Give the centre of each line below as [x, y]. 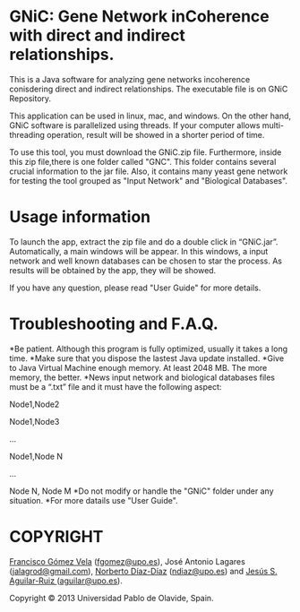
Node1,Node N [36, 456]
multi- [273, 125]
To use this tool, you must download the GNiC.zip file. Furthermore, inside [146, 152]
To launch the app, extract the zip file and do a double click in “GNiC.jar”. [144, 241]
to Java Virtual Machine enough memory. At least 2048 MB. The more [138, 367]
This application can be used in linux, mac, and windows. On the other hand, [150, 116]
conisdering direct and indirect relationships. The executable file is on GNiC [149, 89]
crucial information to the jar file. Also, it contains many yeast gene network [149, 171]
